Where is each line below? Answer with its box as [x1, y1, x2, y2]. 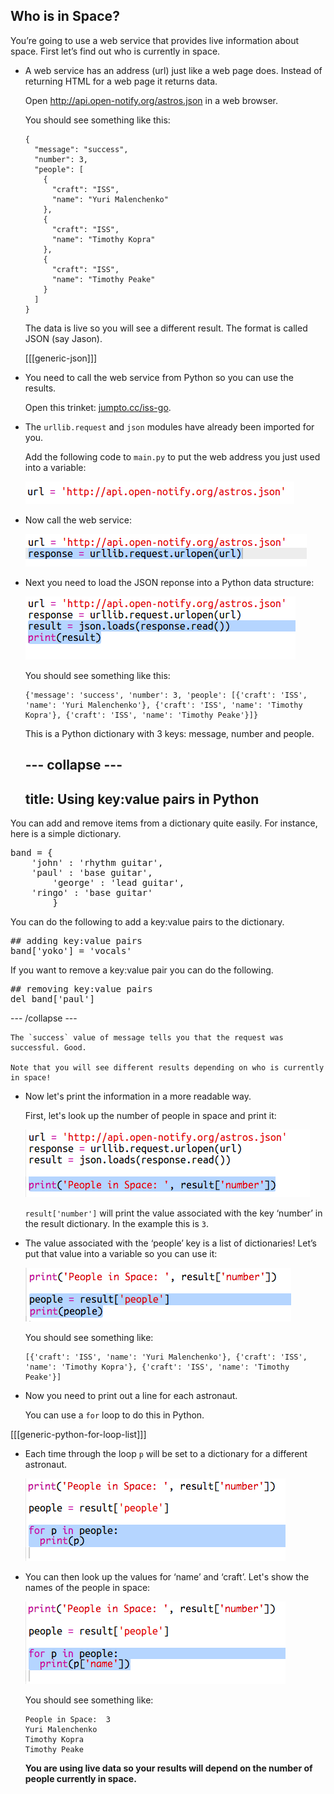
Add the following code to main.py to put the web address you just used [24, 450, 321, 463]
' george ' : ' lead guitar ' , [52, 877, 185, 889]
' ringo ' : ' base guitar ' [31, 887, 153, 899]
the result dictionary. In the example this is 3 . [24, 1218, 210, 1230]
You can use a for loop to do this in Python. [24, 1409, 205, 1421]
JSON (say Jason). [24, 332, 103, 344]
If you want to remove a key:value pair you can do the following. [10, 964, 274, 976]
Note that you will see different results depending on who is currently [10, 1063, 325, 1073]
